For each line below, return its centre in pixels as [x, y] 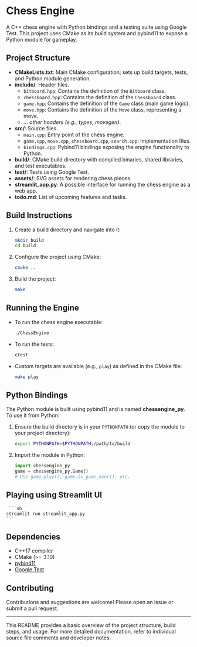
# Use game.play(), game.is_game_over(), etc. [72, 477]
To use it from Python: [33, 416]
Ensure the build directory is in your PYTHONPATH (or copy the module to [99, 427]
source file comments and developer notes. [59, 638]
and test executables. [40, 166]
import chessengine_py [42, 466]
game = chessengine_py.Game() [52, 471]
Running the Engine [43, 308]
